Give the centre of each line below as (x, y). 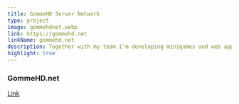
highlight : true (31, 54)
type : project (28, 21)
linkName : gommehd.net (41, 40)
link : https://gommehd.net (47, 34)
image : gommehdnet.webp (43, 27)
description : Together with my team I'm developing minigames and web (114, 47)
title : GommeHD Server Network (54, 14)
